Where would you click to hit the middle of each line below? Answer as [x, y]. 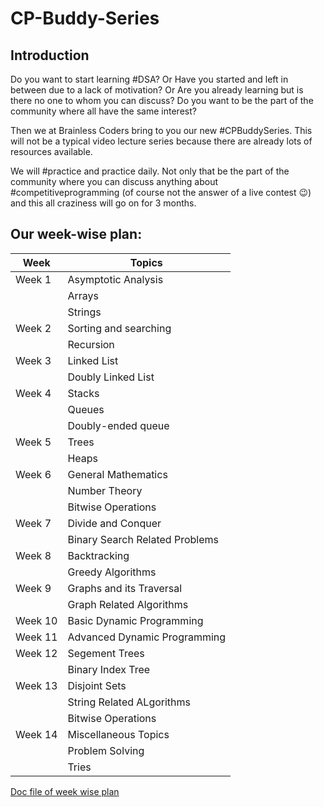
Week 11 [36, 637]
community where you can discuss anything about [114, 181]
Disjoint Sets [97, 685]
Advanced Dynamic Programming [147, 637]
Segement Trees [106, 653]
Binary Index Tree [109, 669]
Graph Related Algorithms [128, 604]
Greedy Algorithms [112, 572]
